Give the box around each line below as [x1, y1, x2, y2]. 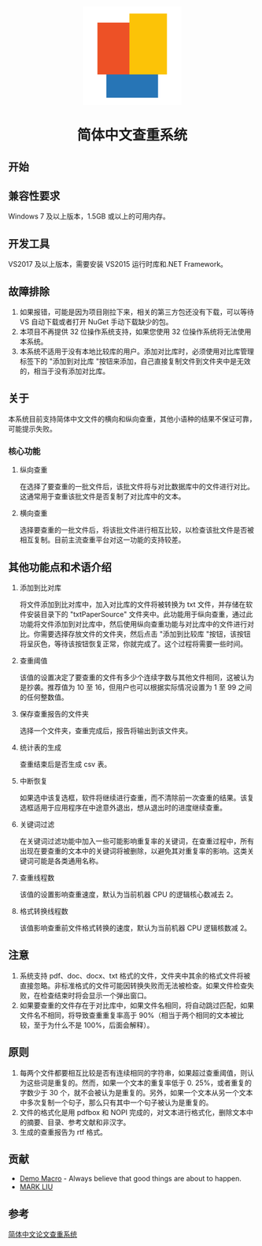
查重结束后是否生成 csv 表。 [19, 759, 112, 769]
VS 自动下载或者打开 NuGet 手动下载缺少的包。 [19, 317, 173, 327]
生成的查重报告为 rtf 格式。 [19, 1127, 108, 1136]
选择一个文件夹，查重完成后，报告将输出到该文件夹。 [19, 725, 193, 735]
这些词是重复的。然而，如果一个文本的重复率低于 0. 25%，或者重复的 [26, 1078, 252, 1087]
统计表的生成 [19, 743, 61, 752]
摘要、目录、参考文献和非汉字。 [26, 1117, 131, 1127]
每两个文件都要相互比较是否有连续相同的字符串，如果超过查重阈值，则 [19, 1068, 248, 1077]
